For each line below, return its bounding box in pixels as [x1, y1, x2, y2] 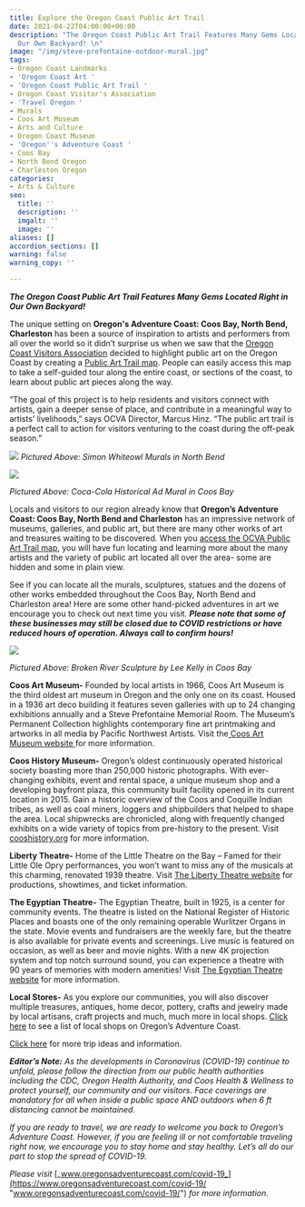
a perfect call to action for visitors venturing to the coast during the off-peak [9, 424, 295, 434]
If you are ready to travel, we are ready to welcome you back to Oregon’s [9, 1122, 284, 1132]
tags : [9, 55, 30, 65]
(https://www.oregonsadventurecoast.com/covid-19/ [9, 1178, 207, 1189]
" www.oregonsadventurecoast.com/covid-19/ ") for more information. [9, 1188, 270, 1198]
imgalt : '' [17, 215, 59, 225]
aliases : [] [9, 233, 54, 242]
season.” [9, 433, 43, 444]
